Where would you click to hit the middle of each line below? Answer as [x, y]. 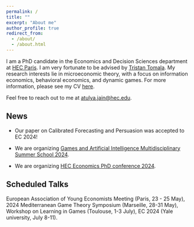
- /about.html [29, 45]
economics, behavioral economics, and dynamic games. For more [86, 80]
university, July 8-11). [32, 217]
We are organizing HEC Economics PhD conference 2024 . [85, 166]
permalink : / [22, 11]
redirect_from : [25, 34]
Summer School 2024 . [42, 154]
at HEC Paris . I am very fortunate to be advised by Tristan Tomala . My [91, 67]
